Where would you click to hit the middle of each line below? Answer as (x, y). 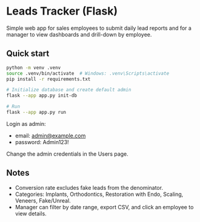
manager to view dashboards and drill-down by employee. (79, 34)
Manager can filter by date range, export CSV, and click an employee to (104, 207)
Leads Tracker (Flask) (62, 11)
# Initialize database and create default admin (69, 90)
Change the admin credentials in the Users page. (67, 154)
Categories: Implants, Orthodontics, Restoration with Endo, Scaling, (99, 194)
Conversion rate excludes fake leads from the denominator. (89, 187)
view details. (31, 213)
